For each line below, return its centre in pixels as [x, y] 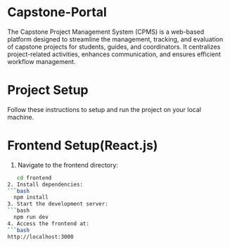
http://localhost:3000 [40, 236]
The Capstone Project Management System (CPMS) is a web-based [106, 32]
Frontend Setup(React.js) [83, 146]
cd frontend [34, 178]
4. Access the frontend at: [49, 223]
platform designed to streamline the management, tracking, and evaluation [115, 39]
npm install [31, 198]
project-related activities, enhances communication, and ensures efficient [114, 54]
